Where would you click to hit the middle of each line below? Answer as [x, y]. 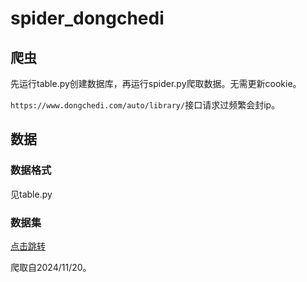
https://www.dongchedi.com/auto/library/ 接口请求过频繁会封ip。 [145, 105]
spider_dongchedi [87, 18]
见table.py [31, 194]
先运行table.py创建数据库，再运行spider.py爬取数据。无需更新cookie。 [156, 83]
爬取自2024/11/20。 [51, 267]
